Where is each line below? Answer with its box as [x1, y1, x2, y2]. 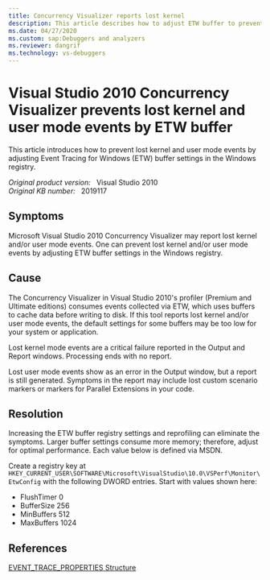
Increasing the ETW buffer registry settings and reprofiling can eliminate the [8, 429, 260, 438]
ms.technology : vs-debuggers [8, 49, 106, 57]
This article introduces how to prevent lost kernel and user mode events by [8, 144, 256, 154]
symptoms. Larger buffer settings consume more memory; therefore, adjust [8, 437, 259, 447]
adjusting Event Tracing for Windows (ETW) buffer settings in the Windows [8, 153, 256, 163]
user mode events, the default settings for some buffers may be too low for [8, 318, 257, 328]
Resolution [8, 407, 63, 420]
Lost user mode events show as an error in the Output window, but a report [8, 367, 257, 376]
